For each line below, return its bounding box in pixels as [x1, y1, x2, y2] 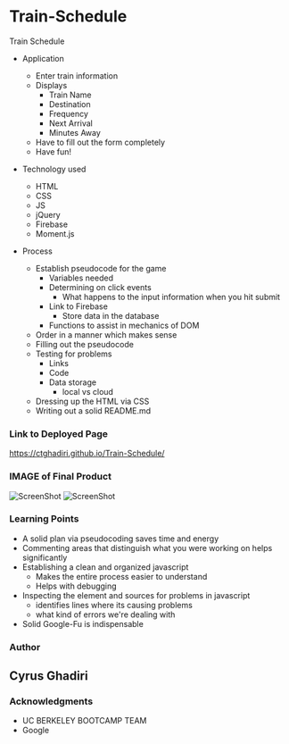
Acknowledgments [9, 695, 94, 707]
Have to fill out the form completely [35, 137, 166, 147]
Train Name [48, 89, 92, 100]
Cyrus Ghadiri [9, 668, 88, 684]
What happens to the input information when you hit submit [62, 291, 281, 302]
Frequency [48, 108, 89, 119]
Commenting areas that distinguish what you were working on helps [21, 542, 273, 553]
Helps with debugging [35, 581, 118, 591]
